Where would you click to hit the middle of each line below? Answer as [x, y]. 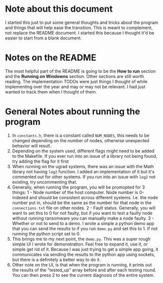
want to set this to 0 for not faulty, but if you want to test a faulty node [82, 213]
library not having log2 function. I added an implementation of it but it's [83, 171]
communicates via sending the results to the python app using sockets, [83, 254]
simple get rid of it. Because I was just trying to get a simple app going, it [85, 249]
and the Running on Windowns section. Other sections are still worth [75, 76]
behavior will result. [32, 146]
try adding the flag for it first [40, 161]
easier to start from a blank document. [43, 38]
